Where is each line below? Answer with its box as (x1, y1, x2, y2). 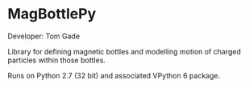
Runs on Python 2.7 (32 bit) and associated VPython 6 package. (7, 70, 221, 80)
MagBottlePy (7, 5, 97, 23)
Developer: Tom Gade (7, 31, 81, 41)
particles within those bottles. (7, 55, 106, 65)
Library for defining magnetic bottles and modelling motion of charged (7, 46, 241, 56)
